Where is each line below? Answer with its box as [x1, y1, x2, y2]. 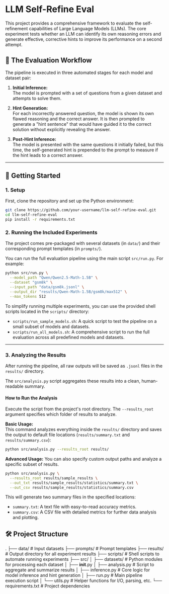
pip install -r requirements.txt [5, 217, 75, 222]
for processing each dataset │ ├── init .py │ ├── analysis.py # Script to [5, 562, 154, 568]
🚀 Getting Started [5, 172, 61, 180]
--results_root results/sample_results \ [10, 475, 98, 481]
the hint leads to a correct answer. [12, 152, 84, 158]
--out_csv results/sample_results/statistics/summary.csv [10, 485, 134, 490]
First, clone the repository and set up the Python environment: [5, 198, 134, 204]
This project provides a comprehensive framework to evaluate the [5, 20, 142, 26]
